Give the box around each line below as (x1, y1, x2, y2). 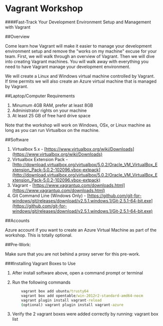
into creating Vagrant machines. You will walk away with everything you (5, 58, 149, 64)
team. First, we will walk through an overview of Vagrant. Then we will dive (5, 53, 155, 59)
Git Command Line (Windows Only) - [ (12, 193, 89, 199)
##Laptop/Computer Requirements (5, 93, 75, 99)
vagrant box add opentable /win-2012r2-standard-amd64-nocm (21, 293, 144, 298)
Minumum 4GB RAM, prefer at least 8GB (12, 102, 93, 108)
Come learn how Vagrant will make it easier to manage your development (5, 43, 152, 49)
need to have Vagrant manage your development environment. (5, 64, 130, 70)
